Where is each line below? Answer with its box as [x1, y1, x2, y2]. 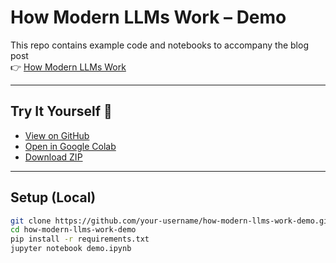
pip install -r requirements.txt [10, 234, 150, 245]
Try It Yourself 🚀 [10, 103, 113, 120]
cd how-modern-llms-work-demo [10, 225, 137, 235]
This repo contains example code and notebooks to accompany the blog [10, 39, 309, 51]
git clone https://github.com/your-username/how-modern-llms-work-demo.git [10, 216, 333, 226]
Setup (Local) [10, 189, 97, 206]
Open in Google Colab [24, 140, 117, 152]
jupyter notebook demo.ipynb [10, 244, 132, 254]
